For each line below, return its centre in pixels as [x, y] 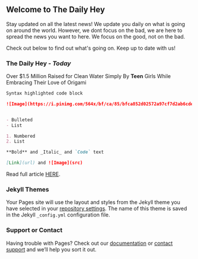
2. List [16, 141]
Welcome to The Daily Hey [55, 10]
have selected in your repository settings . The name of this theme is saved [97, 209]
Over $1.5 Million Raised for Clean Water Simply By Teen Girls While [88, 76]
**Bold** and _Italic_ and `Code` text [55, 152]
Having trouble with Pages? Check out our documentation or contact [89, 243]
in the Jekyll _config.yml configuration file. [58, 215]
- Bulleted [19, 120]
